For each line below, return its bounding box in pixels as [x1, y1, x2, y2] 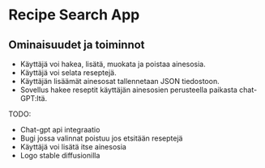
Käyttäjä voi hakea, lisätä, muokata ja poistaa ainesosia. [19, 59, 206, 69]
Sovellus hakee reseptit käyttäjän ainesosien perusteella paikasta [19, 85, 237, 94]
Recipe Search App [8, 6, 140, 24]
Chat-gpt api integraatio [19, 125, 100, 134]
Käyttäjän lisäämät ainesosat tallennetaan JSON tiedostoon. [19, 77, 220, 86]
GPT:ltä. [19, 94, 47, 103]
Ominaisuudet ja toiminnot [8, 38, 145, 52]
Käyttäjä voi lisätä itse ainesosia [19, 142, 127, 151]
